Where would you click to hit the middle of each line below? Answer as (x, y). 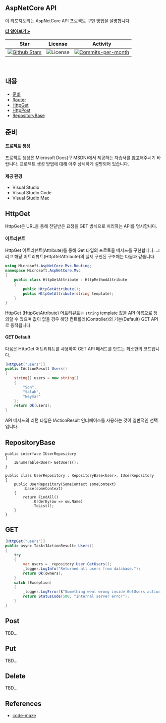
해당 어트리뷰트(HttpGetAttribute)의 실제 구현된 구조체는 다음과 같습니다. (85, 257)
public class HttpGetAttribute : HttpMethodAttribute (71, 280)
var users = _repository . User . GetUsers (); (67, 564)
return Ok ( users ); (33, 406)
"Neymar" (32, 396)
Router (19, 100)
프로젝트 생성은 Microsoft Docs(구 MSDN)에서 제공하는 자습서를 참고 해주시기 (81, 158)
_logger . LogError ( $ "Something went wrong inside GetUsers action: (93, 592)
